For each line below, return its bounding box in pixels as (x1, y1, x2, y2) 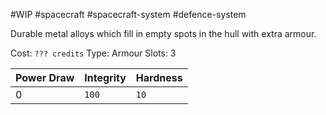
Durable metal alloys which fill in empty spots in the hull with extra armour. (10, 28, 317, 39)
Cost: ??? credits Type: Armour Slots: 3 (10, 47, 177, 59)
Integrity (84, 71, 127, 84)
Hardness (135, 71, 183, 84)
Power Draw (15, 71, 75, 84)
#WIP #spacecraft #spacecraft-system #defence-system (10, 9, 247, 20)
